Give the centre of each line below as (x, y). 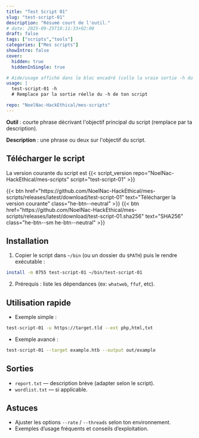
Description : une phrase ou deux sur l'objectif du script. (76, 140)
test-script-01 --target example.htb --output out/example (81, 350)
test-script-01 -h (35, 89)
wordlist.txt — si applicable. (51, 389)
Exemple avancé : (36, 339)
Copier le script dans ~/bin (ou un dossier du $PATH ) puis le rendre (96, 255)
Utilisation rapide (39, 303)
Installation (27, 241)
